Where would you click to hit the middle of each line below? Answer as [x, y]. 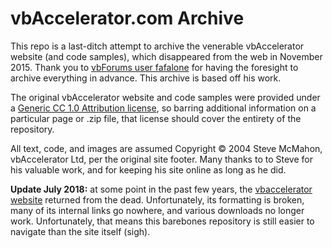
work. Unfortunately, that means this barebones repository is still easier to [162, 221]
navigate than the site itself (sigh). [80, 231]
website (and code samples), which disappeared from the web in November [166, 56]
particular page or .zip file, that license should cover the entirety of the [156, 118]
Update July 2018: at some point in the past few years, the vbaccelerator [161, 189]
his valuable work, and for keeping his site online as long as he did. [148, 169]
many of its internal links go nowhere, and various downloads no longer [157, 210]
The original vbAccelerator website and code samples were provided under [165, 97]
